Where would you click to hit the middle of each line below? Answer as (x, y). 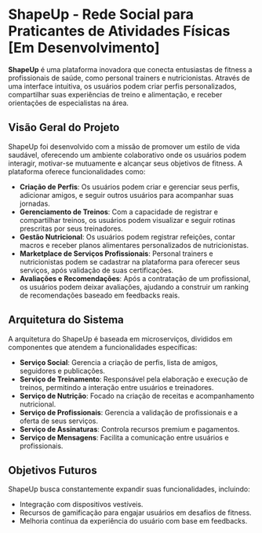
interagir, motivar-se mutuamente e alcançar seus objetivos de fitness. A (126, 163)
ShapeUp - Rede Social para (101, 15)
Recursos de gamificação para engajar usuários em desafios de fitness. (136, 513)
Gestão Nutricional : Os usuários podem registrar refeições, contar (127, 236)
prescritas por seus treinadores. (71, 228)
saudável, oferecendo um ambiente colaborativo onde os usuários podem (127, 155)
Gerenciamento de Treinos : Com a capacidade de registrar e (118, 212)
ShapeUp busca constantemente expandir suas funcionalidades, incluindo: (129, 489)
